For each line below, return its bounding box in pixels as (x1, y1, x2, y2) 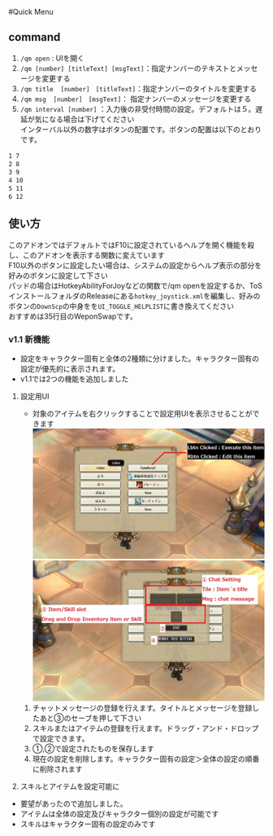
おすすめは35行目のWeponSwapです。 (8, 311, 137, 321)
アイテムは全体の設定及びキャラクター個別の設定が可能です (19, 809, 219, 819)
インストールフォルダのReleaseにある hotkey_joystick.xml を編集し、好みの (8, 291, 261, 301)
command (8, 30, 61, 44)
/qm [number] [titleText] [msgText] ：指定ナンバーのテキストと (19, 63, 237, 73)
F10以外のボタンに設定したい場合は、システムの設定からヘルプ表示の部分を (8, 260, 262, 270)
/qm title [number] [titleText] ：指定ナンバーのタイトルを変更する (19, 83, 258, 93)
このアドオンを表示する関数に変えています (22, 250, 165, 260)
